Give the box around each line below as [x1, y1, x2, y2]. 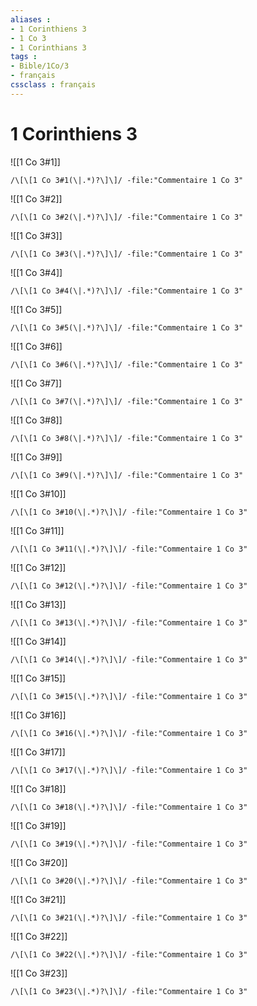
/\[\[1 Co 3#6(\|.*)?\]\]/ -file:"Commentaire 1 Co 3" [10, 359, 244, 370]
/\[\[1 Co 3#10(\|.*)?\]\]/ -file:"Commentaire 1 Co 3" [10, 507, 248, 517]
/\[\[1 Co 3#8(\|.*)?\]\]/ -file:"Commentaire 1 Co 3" [10, 433, 244, 443]
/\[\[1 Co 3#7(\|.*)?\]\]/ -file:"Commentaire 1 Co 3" [10, 396, 244, 406]
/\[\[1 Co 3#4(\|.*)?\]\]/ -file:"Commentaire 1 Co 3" [10, 286, 244, 296]
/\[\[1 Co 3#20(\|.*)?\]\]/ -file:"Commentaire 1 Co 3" [10, 876, 248, 886]
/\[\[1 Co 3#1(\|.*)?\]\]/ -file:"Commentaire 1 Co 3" [10, 175, 244, 185]
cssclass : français [10, 80, 97, 90]
